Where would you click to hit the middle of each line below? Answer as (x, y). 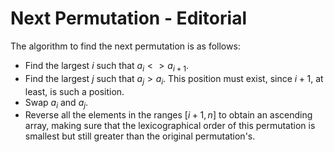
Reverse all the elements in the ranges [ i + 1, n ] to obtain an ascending (168, 115)
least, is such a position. (74, 91)
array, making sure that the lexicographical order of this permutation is (170, 126)
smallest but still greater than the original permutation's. (140, 136)
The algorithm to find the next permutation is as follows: (125, 46)
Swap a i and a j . (56, 103)
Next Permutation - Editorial (128, 18)
